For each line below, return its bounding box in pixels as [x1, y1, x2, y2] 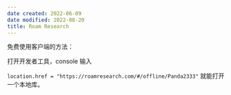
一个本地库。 [7, 81, 43, 89]
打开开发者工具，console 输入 [7, 57, 92, 65]
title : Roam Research [7, 23, 70, 30]
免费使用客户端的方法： [7, 43, 74, 51]
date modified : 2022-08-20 [7, 17, 85, 23]
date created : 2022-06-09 [7, 10, 81, 17]
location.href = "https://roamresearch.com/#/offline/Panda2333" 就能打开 [7, 72, 225, 80]
